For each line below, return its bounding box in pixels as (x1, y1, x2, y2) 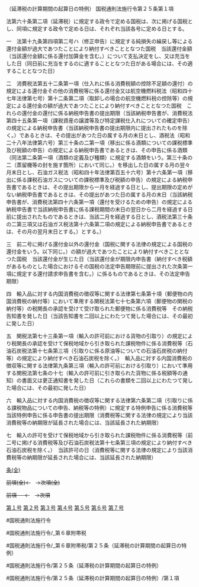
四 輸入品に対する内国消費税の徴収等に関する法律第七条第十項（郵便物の (6, 290, 188, 297)
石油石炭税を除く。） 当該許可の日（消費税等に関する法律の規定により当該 (6, 447, 188, 453)
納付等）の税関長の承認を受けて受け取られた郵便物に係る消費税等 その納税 (6, 305, 193, 312)
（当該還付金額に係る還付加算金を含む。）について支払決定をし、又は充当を (6, 53, 191, 59)
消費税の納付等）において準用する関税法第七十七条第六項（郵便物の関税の (11, 298, 193, 304)
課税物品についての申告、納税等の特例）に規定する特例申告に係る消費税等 (11, 405, 193, 411)
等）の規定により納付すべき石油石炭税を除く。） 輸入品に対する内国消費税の (6, 355, 192, 361)
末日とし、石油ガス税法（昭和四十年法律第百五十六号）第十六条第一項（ (11, 169, 188, 176)
